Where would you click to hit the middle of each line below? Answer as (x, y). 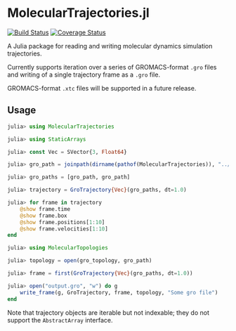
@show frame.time (45, 209)
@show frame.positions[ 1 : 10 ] (63, 222)
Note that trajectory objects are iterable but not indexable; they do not (108, 312)
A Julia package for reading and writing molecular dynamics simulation (110, 46)
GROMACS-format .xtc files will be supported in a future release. (102, 88)
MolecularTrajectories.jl (78, 13)
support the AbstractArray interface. (60, 320)
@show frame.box (44, 216)
